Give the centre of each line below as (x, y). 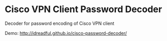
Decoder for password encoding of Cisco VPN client (60, 23)
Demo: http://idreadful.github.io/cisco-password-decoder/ (66, 33)
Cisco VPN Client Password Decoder (83, 9)
